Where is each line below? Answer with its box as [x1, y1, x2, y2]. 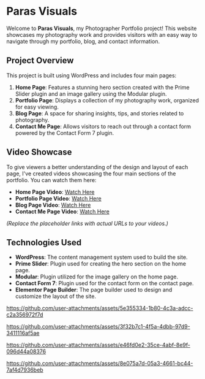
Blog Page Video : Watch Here [15, 201, 91, 209]
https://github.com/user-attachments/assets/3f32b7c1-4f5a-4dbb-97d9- [6, 323, 191, 331]
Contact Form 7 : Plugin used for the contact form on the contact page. [15, 280, 194, 287]
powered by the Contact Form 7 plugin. [15, 129, 114, 136]
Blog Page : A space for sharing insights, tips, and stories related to [15, 109, 184, 117]
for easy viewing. [15, 103, 59, 110]
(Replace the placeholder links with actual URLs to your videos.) [6, 220, 168, 227]
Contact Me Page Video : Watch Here [15, 207, 110, 215]
